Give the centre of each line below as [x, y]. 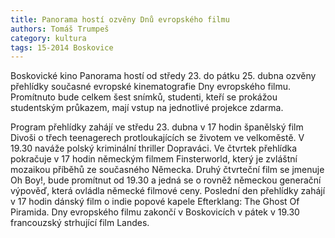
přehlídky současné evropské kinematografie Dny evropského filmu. [150, 87]
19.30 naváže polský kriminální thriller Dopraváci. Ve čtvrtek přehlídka [154, 148]
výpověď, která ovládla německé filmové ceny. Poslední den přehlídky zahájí [168, 191]
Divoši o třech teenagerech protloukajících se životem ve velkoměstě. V [157, 138]
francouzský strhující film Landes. [80, 223]
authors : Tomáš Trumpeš [60, 29]
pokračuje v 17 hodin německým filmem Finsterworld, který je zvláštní [154, 159]
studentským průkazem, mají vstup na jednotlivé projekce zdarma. [147, 108]
